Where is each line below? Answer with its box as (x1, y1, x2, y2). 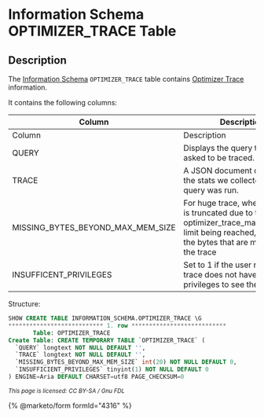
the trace (183, 247, 217, 257)
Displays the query (183, 143, 253, 153)
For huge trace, (183, 198, 240, 208)
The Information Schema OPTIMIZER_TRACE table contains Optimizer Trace (8, 75, 244, 83)
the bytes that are (183, 237, 249, 247)
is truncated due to (183, 207, 253, 218)
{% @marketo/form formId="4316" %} (8, 401, 132, 410)
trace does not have (183, 269, 258, 280)
